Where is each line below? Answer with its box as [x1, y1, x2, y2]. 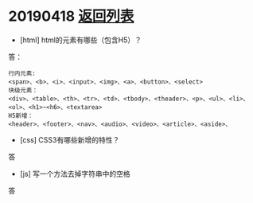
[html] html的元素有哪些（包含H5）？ [19, 35, 142, 45]
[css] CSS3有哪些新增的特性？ [19, 135, 120, 144]
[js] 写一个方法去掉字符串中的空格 [19, 169, 131, 178]
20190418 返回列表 [8, 7, 134, 25]
